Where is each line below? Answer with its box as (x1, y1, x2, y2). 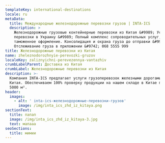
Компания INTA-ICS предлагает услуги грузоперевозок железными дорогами (9, 76, 162, 81)
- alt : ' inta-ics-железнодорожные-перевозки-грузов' (14, 99, 126, 104)
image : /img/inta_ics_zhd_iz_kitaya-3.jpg (9, 116, 98, 122)
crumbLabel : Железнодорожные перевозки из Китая (5, 67, 107, 72)
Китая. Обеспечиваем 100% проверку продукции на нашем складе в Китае (9, 80, 157, 85)
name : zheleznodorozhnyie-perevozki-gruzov (5, 53, 96, 58)
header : (5, 89, 21, 94)
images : (9, 94, 26, 99)
